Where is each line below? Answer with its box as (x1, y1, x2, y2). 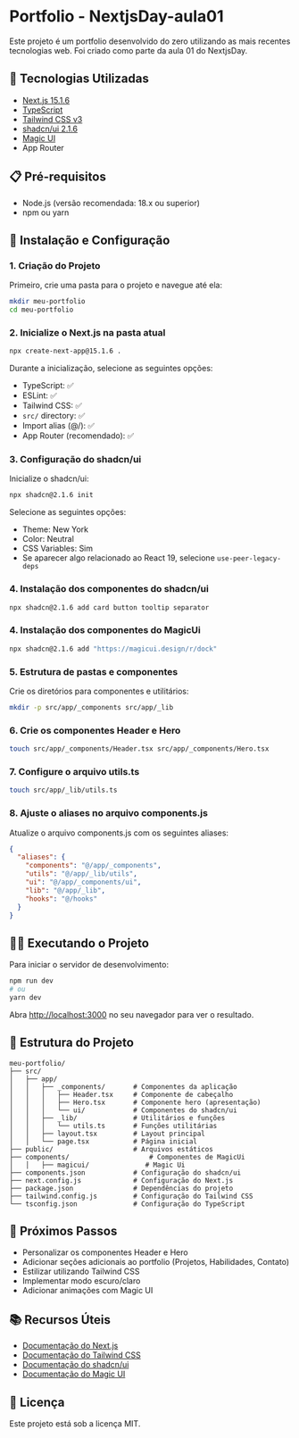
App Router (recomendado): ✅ (21, 430, 135, 441)
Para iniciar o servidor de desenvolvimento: (9, 960, 170, 970)
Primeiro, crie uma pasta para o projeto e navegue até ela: (9, 279, 223, 291)
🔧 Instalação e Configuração (9, 232, 170, 247)
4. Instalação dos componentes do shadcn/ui (9, 583, 210, 595)
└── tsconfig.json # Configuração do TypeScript (9, 1199, 245, 1209)
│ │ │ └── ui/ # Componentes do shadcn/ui (9, 1105, 238, 1115)
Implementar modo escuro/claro (21, 1276, 141, 1286)
